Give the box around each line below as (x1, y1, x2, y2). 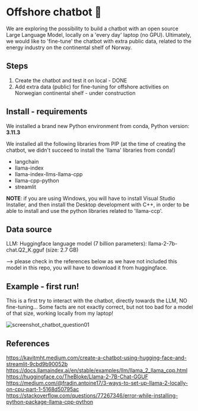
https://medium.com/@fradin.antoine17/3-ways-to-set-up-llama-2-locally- (6, 380, 189, 386)
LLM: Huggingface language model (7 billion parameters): (6, 240, 147, 247)
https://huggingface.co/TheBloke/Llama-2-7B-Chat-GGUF (6, 373, 149, 380)
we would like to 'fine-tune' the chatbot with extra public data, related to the (6, 37, 191, 44)
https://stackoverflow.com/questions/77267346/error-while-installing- (6, 392, 178, 399)
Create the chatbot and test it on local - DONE (14, 77, 127, 84)
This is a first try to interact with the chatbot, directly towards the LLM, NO (6, 297, 188, 304)
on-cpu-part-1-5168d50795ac (6, 385, 79, 393)
